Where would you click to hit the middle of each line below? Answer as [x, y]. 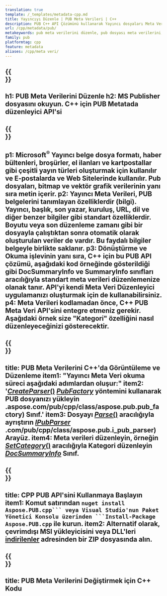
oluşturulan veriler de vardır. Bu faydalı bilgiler [78, 241]
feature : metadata [24, 47]
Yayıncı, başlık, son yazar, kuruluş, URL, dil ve [77, 210]
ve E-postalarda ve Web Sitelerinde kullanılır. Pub [83, 179]
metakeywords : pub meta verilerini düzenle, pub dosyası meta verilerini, [84, 33]
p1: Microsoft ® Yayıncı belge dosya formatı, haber [83, 154]
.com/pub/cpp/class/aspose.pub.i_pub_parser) [81, 430]
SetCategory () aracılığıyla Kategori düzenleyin [79, 445]
